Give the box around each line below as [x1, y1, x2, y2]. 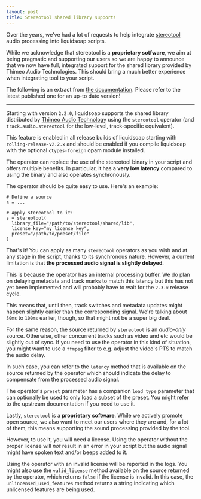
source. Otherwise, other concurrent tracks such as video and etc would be [6, 332, 193, 339]
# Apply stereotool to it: [6, 210, 74, 216]
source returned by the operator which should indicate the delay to [6, 369, 172, 376]
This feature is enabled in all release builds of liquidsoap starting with [6, 134, 177, 141]
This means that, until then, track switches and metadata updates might [6, 301, 182, 309]
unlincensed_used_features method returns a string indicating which [6, 479, 175, 486]
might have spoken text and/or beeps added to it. [6, 449, 128, 456]
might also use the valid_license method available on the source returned [6, 467, 190, 474]
